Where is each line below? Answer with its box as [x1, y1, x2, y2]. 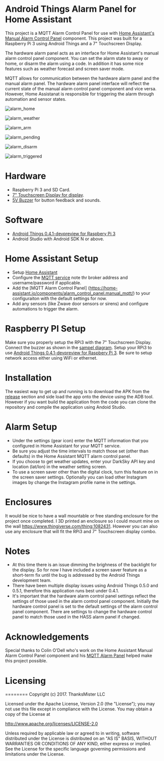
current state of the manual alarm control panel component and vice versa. [5, 85, 157, 91]
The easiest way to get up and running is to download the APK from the [5, 388, 150, 394]
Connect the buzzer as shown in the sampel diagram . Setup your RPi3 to [5, 344, 152, 350]
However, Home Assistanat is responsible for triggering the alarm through [5, 91, 154, 97]
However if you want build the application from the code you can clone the [5, 399, 156, 405]
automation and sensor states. [5, 96, 67, 102]
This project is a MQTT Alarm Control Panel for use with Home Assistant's [5, 30, 155, 36]
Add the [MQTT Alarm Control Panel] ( [12, 285, 90, 291]
